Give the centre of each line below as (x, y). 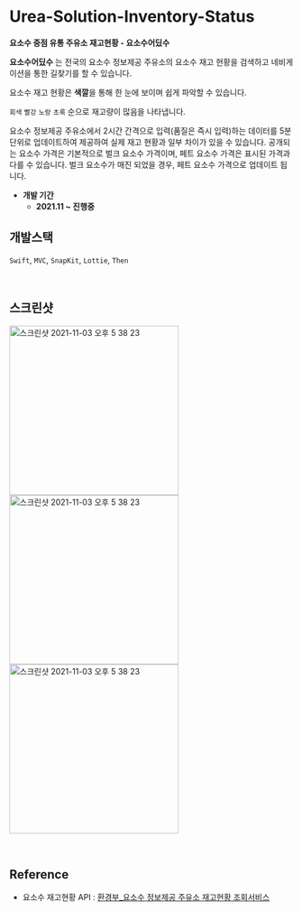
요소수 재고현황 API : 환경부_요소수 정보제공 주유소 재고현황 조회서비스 (146, 897)
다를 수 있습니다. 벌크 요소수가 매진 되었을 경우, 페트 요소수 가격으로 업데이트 (144, 164)
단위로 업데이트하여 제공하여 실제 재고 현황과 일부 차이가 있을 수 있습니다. (138, 142)
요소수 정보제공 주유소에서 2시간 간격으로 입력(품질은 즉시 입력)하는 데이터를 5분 (151, 130)
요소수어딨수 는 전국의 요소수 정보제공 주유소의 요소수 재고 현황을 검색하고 (139, 61)
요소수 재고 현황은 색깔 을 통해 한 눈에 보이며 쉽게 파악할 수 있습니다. (128, 92)
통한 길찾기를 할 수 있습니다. (82, 73)
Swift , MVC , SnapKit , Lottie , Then (69, 260)
